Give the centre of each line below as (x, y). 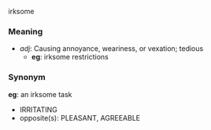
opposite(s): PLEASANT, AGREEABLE (80, 117)
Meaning (26, 31)
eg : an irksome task (40, 94)
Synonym (27, 78)
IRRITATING (38, 110)
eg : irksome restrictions (70, 57)
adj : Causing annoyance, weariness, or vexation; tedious (111, 49)
